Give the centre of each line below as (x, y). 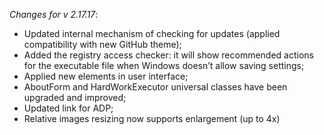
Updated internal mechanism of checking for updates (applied (152, 33)
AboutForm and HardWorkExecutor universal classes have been (155, 87)
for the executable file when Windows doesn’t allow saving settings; (164, 65)
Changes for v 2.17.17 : (54, 14)
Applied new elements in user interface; (106, 76)
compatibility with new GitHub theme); (102, 44)
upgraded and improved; (75, 97)
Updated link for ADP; (68, 108)
